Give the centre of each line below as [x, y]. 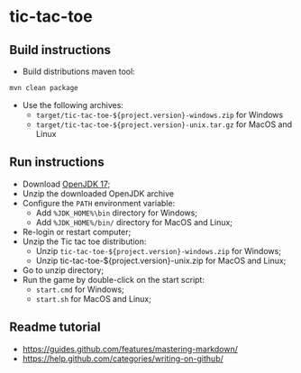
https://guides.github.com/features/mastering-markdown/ [130, 349]
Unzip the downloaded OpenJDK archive [98, 193]
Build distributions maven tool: [78, 71]
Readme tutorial [55, 328]
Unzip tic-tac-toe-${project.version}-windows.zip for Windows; [159, 250]
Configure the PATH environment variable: [99, 203]
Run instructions [57, 163]
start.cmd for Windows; [80, 289]
